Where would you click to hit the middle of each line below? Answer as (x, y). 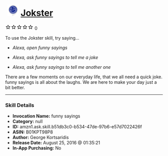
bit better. (15, 87)
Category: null (27, 121)
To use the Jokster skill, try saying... (42, 38)
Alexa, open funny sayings (40, 48)
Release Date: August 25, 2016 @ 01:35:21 (56, 143)
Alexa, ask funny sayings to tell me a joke (55, 57)
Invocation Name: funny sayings (46, 116)
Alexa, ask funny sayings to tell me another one (61, 67)
